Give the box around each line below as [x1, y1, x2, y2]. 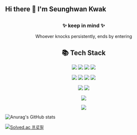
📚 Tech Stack [61, 48, 106, 57]
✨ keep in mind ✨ [62, 22, 105, 29]
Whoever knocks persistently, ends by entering [35, 33, 133, 39]
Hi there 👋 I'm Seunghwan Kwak [5, 5, 106, 13]
